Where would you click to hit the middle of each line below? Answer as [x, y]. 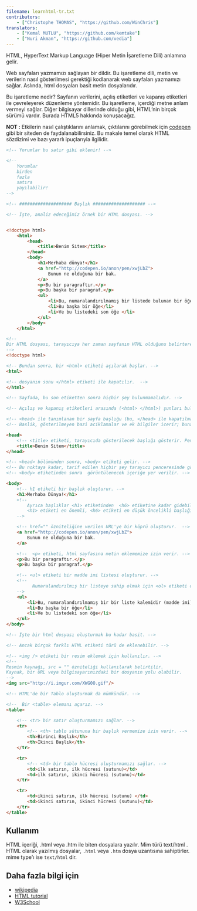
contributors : [23, 17]
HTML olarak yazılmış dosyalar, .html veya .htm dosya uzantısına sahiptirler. [98, 851]
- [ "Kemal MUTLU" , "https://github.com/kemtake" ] [79, 33]
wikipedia [26, 890]
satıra [25, 182]
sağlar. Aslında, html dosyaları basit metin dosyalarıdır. [72, 85]
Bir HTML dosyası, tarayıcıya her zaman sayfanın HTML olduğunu [86, 344]
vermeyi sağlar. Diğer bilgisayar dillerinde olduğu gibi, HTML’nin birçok [91, 109]
